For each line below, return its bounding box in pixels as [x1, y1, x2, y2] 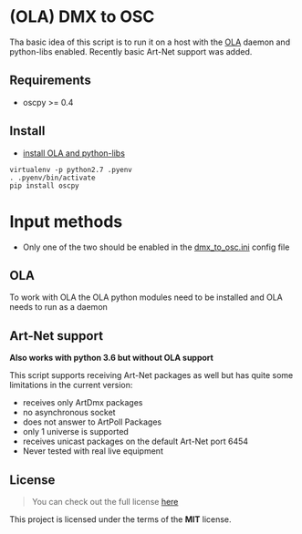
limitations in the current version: [9, 380, 133, 391]
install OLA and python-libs [22, 148, 126, 159]
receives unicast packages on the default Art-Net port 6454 [22, 436, 249, 447]
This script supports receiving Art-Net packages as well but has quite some [9, 370, 294, 381]
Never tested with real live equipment [22, 446, 164, 457]
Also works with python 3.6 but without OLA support [9, 353, 214, 364]
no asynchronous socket [22, 407, 116, 418]
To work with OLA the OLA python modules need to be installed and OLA [9, 292, 283, 303]
